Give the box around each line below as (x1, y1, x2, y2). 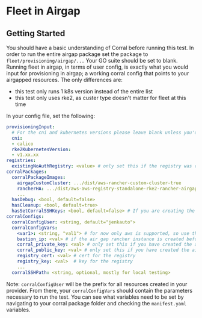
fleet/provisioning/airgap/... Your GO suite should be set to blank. (6, 57, 179, 64)
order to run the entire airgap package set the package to (6, 51, 148, 58)
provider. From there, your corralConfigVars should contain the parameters (6, 287, 193, 294)
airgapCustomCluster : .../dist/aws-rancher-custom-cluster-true (17, 179, 182, 186)
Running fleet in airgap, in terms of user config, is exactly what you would (6, 63, 189, 70)
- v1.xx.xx (11, 152, 39, 158)
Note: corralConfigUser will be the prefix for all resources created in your (6, 280, 188, 287)
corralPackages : (6, 169, 47, 175)
